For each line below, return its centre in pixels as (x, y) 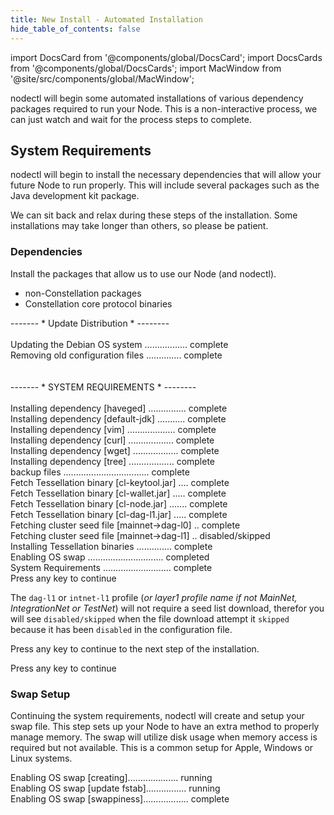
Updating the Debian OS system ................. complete (119, 344)
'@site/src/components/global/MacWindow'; (102, 78)
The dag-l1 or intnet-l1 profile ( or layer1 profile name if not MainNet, (154, 597)
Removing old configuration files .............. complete (116, 355)
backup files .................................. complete (100, 472)
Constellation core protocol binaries (98, 303)
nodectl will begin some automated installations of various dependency (157, 98)
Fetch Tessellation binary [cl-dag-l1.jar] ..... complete (119, 514)
